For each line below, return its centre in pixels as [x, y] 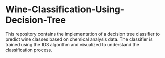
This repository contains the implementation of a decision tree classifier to [83, 34]
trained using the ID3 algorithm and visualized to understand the [72, 44]
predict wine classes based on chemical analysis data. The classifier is [79, 39]
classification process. [29, 50]
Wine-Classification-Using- [65, 9]
